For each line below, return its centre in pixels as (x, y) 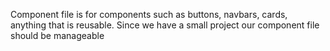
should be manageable (57, 35)
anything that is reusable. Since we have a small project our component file (165, 25)
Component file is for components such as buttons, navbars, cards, (149, 14)
